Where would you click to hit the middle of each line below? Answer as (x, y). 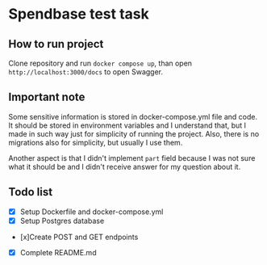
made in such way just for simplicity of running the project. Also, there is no (134, 133)
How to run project (56, 44)
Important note (47, 97)
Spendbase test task (79, 14)
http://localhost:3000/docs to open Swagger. (86, 72)
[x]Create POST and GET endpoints (79, 237)
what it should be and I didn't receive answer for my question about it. (125, 166)
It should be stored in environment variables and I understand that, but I (127, 125)
